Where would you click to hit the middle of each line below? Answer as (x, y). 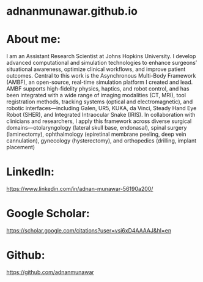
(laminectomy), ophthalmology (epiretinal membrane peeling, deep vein (96, 134)
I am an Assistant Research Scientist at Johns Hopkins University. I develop (101, 56)
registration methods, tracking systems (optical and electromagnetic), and (100, 102)
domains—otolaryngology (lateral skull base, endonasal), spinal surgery (97, 128)
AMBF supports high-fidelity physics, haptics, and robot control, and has (98, 89)
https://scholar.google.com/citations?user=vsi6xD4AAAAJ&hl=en (89, 230)
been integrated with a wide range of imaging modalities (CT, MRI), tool (96, 95)
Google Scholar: (48, 214)
